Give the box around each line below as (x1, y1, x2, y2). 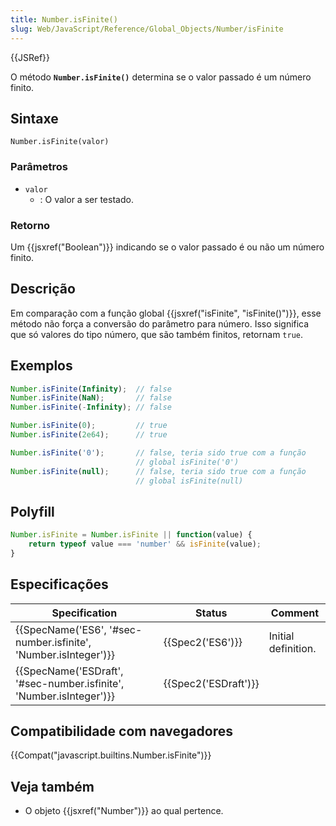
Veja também (10, 778, 95, 795)
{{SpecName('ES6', (15, 622, 107, 636)
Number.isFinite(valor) (10, 137, 110, 147)
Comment (270, 606, 319, 620)
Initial (268, 629, 295, 643)
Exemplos (10, 357, 73, 375)
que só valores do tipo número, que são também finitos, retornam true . (10, 328, 304, 340)
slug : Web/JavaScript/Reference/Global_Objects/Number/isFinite (10, 24, 284, 34)
